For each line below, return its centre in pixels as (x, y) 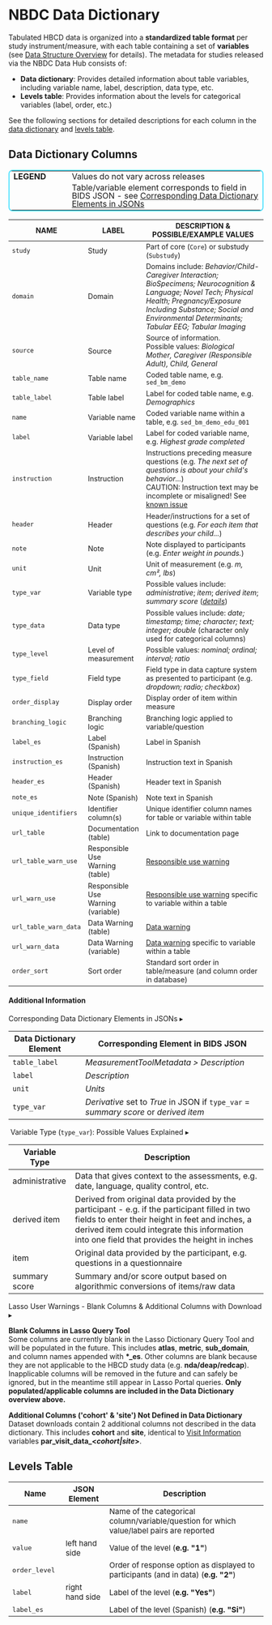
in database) (166, 980)
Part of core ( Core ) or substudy (197, 246)
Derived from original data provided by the (155, 1199)
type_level (30, 654)
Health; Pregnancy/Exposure (193, 301)
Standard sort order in (182, 963)
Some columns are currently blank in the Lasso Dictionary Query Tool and (132, 1339)
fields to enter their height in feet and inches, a (164, 1219)
